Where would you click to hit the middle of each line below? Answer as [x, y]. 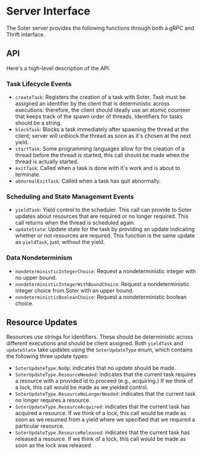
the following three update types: [47, 356]
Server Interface [48, 11]
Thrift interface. [26, 34]
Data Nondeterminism [39, 258]
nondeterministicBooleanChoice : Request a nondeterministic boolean [101, 297]
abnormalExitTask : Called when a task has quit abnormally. [88, 181]
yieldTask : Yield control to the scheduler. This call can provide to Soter [103, 210]
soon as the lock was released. [54, 446]
